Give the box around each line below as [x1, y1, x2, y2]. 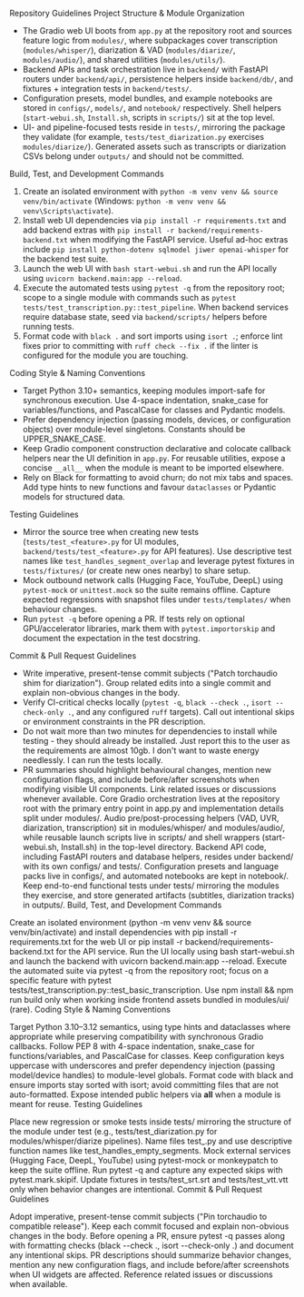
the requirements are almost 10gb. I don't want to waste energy [22, 745, 260, 756]
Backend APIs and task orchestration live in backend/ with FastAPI [22, 64, 269, 74]
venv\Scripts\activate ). [22, 205, 114, 216]
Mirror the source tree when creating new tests [22, 527, 200, 537]
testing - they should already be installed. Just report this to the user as [22, 736, 290, 746]
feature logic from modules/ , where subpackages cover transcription [22, 35, 279, 45]
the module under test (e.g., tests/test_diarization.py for [9, 1126, 218, 1136]
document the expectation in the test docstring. [22, 633, 201, 643]
